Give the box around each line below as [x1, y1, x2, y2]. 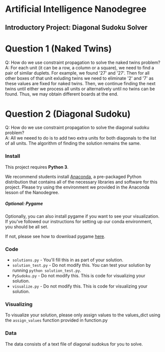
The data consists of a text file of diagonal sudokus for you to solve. [5, 341, 143, 347]
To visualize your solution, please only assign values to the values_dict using [5, 312, 161, 318]
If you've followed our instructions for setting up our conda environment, [5, 218, 153, 224]
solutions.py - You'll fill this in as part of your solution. [12, 257, 124, 263]
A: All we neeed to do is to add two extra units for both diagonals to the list [5, 135, 157, 141]
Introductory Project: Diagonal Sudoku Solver [5, 23, 148, 32]
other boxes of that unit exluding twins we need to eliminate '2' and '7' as [5, 75, 154, 81]
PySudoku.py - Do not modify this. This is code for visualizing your [12, 273, 145, 279]
